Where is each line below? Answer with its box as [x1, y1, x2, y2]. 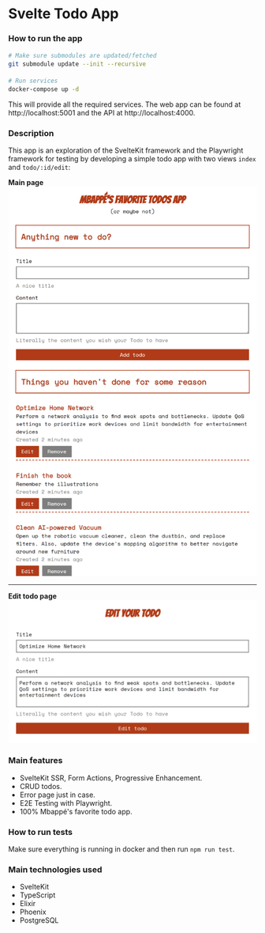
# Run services [8, 77, 58, 85]
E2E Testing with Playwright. [19, 798, 113, 807]
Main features [8, 755, 63, 766]
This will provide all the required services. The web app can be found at [8, 100, 241, 109]
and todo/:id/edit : [8, 163, 71, 172]
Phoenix [19, 907, 47, 917]
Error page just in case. [19, 790, 96, 799]
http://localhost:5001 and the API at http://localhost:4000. [8, 108, 196, 117]
